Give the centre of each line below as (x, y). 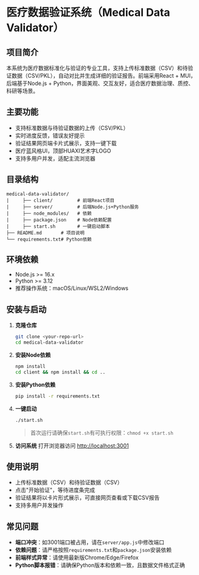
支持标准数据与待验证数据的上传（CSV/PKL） (72, 128)
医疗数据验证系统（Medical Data (88, 13)
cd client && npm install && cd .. (60, 372)
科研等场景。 (22, 91)
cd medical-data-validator (49, 342)
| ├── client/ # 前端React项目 (60, 200)
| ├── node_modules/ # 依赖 (49, 213)
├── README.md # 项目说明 (46, 233)
